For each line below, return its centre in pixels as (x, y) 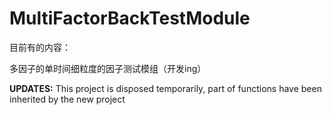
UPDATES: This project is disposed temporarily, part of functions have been (165, 88)
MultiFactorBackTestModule (130, 18)
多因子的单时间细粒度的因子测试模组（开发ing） (108, 68)
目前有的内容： (40, 47)
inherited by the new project (67, 99)
